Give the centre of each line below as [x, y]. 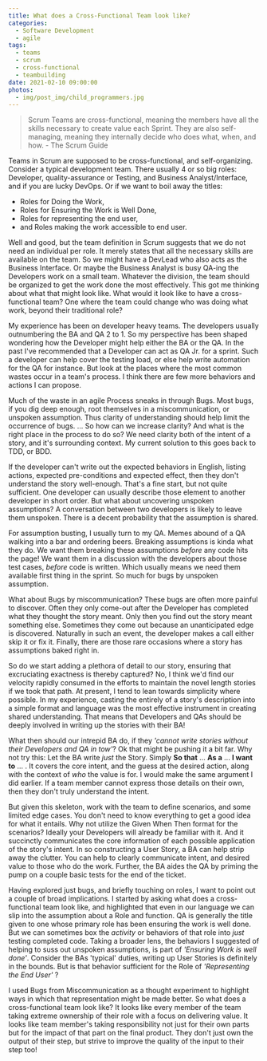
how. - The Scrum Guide [68, 145]
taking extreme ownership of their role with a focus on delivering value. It [128, 1016]
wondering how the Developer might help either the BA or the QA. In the [126, 343]
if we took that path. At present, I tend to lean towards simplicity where [124, 692]
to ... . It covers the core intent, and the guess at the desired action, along [129, 766]
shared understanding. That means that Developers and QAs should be [125, 717]
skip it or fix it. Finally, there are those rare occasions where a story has [126, 642]
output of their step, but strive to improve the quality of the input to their [126, 1041]
